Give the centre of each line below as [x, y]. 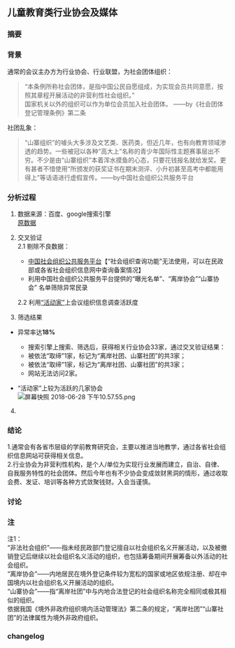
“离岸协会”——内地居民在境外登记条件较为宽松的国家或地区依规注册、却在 [114, 574]
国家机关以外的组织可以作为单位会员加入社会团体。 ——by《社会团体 [124, 104]
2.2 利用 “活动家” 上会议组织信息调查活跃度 [78, 302]
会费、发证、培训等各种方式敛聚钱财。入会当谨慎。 [81, 482]
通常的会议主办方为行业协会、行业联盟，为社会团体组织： [90, 71]
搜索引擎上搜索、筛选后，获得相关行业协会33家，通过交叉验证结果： [127, 347]
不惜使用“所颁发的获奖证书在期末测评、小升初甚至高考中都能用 [133, 168]
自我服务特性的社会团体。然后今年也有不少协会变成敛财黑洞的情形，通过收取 [117, 473]
